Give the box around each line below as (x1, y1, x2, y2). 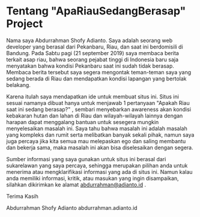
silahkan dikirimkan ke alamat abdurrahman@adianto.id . (6, 181, 147, 188)
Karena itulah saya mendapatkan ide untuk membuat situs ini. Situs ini (6, 93, 179, 100)
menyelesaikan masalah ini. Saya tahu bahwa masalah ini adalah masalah (6, 125, 187, 132)
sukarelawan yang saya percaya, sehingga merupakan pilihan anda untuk (6, 162, 188, 169)
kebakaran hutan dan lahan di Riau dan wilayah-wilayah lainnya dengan (6, 112, 183, 119)
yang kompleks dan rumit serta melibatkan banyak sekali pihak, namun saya (6, 131, 195, 138)
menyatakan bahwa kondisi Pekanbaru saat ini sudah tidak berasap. (6, 62, 174, 70)
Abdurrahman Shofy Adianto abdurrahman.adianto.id (6, 204, 138, 211)
